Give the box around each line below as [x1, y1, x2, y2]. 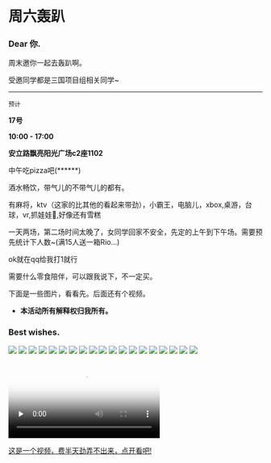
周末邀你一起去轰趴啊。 [8, 58, 86, 68]
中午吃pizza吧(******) [8, 166, 81, 175]
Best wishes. [8, 326, 60, 338]
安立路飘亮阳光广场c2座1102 [8, 149, 103, 158]
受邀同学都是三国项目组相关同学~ [8, 75, 119, 85]
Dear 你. [8, 38, 41, 49]
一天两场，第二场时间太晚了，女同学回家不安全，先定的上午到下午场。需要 [8, 227, 256, 237]
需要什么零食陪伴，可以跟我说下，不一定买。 [8, 271, 157, 281]
